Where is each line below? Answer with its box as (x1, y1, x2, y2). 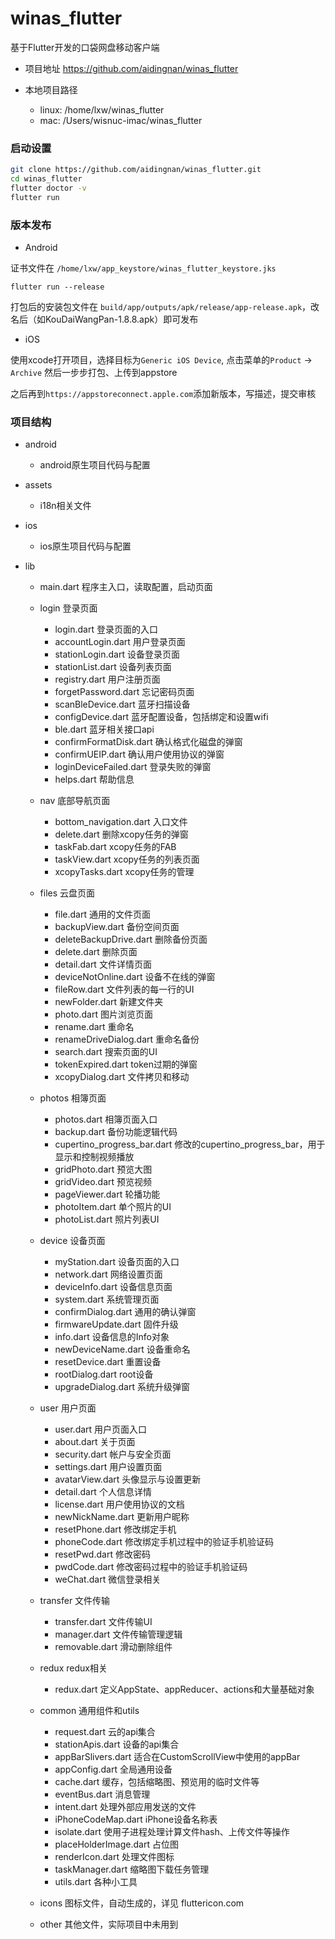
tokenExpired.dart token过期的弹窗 (54, 1058, 198, 1071)
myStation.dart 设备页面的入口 (54, 1256, 180, 1268)
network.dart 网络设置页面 (54, 1268, 163, 1281)
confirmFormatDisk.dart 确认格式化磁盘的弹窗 (54, 736, 243, 748)
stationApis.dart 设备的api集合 (54, 1738, 180, 1751)
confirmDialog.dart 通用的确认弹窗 (54, 1306, 197, 1318)
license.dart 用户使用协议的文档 (54, 1498, 185, 1511)
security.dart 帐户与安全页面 (54, 1448, 172, 1461)
